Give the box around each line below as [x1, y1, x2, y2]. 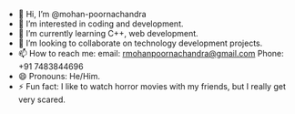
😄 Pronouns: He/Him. [17, 71, 100, 81]
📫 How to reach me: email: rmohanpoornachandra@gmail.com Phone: [17, 48, 284, 58]
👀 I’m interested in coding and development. [17, 18, 184, 29]
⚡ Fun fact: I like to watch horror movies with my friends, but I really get [17, 81, 287, 91]
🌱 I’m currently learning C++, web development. [17, 28, 198, 38]
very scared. [17, 94, 66, 105]
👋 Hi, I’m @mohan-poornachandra [17, 9, 147, 19]
